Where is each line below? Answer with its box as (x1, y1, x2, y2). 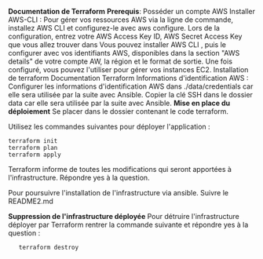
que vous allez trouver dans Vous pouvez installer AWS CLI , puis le (8, 40, 226, 49)
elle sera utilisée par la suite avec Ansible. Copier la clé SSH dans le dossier (8, 90, 254, 99)
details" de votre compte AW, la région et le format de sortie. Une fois (8, 57, 233, 66)
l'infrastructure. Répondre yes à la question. (8, 173, 151, 182)
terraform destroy (18, 243, 79, 251)
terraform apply (8, 151, 61, 159)
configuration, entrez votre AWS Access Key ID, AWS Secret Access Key (8, 31, 243, 41)
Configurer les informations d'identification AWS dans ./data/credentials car (8, 82, 254, 91)
